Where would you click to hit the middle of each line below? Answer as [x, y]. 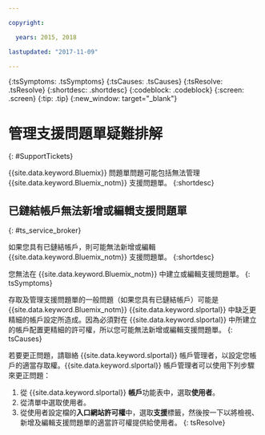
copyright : [26, 22]
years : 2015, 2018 [46, 37]
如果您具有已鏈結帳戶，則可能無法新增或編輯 [82, 247]
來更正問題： [29, 376]
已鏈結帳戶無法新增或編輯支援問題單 [98, 211]
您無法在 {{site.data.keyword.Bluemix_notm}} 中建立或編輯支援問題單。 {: [129, 274]
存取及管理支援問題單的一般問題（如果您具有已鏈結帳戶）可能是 [113, 300]
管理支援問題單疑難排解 [86, 134]
